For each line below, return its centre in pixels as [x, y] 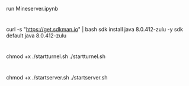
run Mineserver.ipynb [32, 9]
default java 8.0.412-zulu [36, 36]
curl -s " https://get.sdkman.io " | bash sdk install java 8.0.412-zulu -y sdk [95, 30]
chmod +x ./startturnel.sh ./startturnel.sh [56, 56]
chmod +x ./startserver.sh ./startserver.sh [57, 77]
